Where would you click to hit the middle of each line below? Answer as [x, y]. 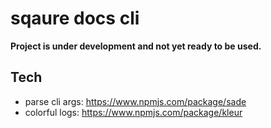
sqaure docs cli [75, 18]
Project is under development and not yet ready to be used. [136, 46]
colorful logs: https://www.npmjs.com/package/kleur [133, 112]
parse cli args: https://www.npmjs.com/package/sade [135, 101]
